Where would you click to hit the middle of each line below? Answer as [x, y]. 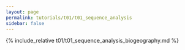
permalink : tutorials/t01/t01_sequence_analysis [69, 18]
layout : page [22, 12]
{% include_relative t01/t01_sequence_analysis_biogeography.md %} [92, 41]
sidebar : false [25, 23]
